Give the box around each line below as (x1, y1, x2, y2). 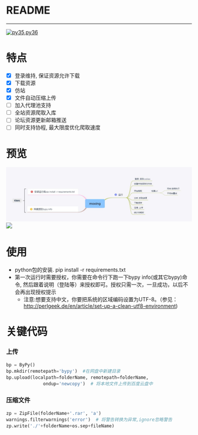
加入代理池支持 (14, 102, 51, 109)
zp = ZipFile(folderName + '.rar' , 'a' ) (6, 411, 101, 417)
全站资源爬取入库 (14, 109, 57, 116)
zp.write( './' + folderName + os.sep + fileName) (6, 423, 115, 429)
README (6, 4, 51, 17)
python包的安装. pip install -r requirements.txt (14, 266, 126, 273)
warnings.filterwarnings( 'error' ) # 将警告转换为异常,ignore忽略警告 (6, 417, 173, 423)
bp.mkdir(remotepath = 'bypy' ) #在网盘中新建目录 (6, 368, 121, 375)
